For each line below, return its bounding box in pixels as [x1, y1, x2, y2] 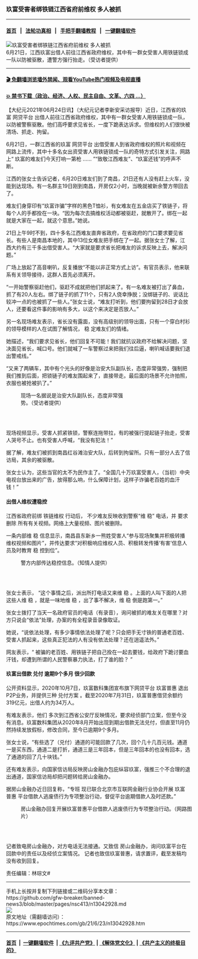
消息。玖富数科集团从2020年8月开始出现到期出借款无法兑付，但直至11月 [11, 719, 185, 726]
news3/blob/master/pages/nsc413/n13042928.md [6, 900, 127, 907]
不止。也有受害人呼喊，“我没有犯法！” [21, 436, 113, 443]
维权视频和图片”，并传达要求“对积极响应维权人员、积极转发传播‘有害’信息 [6, 539, 182, 546]
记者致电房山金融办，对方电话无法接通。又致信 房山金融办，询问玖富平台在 [6, 842, 187, 849]
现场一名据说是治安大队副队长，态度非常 [20, 392, 118, 399]
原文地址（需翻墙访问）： [6, 913, 65, 920]
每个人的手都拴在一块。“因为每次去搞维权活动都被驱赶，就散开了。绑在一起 [6, 210, 188, 217]
